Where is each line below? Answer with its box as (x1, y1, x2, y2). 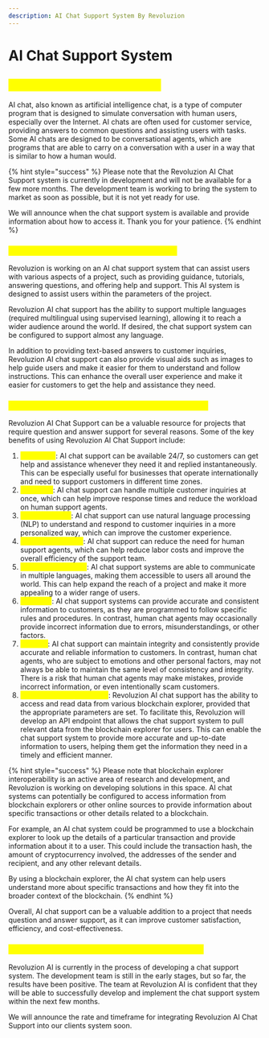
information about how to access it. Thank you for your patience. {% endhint (8, 216, 262, 226)
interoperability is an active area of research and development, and (8, 774, 230, 785)
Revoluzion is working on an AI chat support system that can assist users (8, 263, 251, 273)
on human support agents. (19, 502, 108, 512)
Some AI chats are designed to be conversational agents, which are (8, 134, 232, 143)
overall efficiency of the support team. (19, 554, 147, 563)
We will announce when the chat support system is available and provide (8, 208, 250, 217)
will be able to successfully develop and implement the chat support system (8, 987, 260, 998)
